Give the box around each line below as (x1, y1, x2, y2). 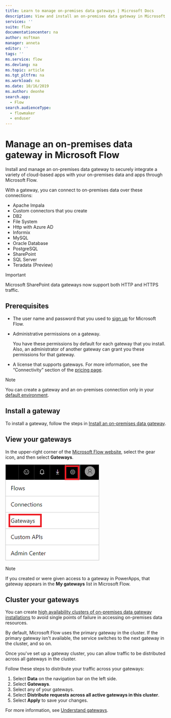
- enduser (10, 116, 31, 121)
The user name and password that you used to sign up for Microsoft (12, 315, 156, 321)
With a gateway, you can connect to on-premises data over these (5, 187, 143, 193)
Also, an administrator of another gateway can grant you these (12, 346, 144, 352)
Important (5, 272, 26, 278)
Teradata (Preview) (12, 262, 53, 268)
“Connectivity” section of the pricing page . (12, 366, 103, 373)
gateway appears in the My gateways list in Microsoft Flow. (5, 581, 131, 587)
